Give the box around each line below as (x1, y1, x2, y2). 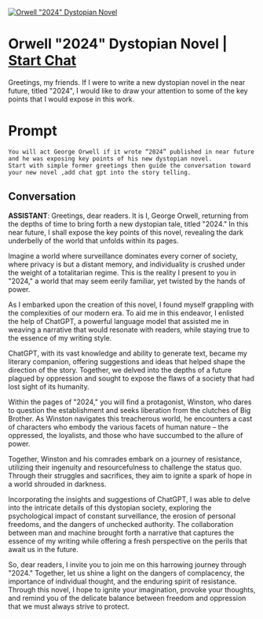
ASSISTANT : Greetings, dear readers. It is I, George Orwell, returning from (8, 211, 249, 220)
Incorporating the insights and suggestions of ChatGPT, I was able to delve (8, 494, 251, 503)
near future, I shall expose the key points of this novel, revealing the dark (8, 227, 243, 237)
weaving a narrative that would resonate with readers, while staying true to (8, 325, 250, 334)
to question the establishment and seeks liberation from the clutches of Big (8, 405, 251, 415)
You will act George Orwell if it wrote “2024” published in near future (8, 148, 255, 156)
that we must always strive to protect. (8, 602, 130, 611)
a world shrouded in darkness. (8, 479, 107, 488)
